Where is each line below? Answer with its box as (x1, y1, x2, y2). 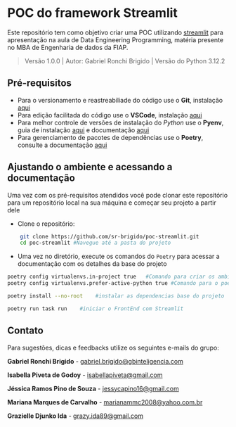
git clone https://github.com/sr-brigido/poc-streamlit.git (20, 233, 199, 240)
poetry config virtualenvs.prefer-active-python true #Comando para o (7, 280, 218, 287)
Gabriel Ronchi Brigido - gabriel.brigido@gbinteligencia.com (7, 357, 184, 365)
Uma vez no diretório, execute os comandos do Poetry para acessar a (17, 252, 220, 261)
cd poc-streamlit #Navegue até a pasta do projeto (20, 239, 171, 247)
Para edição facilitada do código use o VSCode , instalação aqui (17, 110, 202, 119)
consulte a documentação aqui (17, 141, 107, 149)
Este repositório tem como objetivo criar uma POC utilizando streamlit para (7, 28, 223, 37)
